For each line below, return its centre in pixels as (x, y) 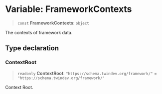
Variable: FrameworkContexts (69, 9)
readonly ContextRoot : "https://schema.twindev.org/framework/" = (87, 73)
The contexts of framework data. (39, 32)
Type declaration (32, 48)
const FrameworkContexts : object (53, 23)
